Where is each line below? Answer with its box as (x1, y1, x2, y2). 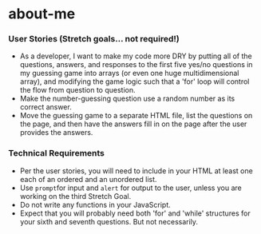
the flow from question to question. (19, 85, 136, 95)
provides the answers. (19, 128, 93, 137)
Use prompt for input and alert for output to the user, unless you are (19, 183, 242, 192)
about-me (8, 5, 76, 23)
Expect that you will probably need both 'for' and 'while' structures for (19, 208, 251, 218)
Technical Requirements (8, 148, 105, 159)
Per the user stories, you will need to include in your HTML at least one (19, 165, 253, 176)
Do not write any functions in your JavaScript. (19, 200, 171, 209)
